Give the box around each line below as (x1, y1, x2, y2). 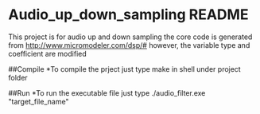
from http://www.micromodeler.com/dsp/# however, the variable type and (8, 40, 250, 49)
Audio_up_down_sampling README (8, 6, 249, 24)
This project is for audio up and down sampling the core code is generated (8, 32, 253, 41)
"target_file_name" (8, 96, 69, 106)
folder (8, 73, 28, 82)
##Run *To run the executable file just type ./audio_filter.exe (8, 88, 206, 97)
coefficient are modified (8, 49, 87, 58)
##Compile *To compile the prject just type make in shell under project (8, 64, 241, 73)
